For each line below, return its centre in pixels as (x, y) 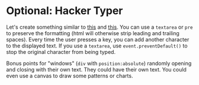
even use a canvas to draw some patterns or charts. (70, 76)
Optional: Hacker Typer (65, 11)
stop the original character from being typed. (61, 52)
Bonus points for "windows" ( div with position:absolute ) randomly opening (99, 63)
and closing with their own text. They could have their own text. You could (96, 69)
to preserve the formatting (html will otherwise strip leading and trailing (93, 33)
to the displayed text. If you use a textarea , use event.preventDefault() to (97, 46)
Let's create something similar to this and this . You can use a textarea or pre (99, 27)
